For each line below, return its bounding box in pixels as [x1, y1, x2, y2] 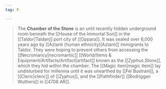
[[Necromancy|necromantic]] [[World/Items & [17, 52, 112, 58]
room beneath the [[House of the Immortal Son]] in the [17, 30, 130, 36]
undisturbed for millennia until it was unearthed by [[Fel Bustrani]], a [17, 68, 158, 74]
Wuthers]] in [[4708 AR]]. [17, 78, 70, 84]
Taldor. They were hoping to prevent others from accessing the [17, 46, 148, 52]
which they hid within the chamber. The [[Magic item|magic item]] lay [17, 62, 161, 68]
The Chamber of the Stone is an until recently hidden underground [17, 25, 156, 31]
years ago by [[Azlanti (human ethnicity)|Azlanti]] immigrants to [17, 41, 149, 47]
